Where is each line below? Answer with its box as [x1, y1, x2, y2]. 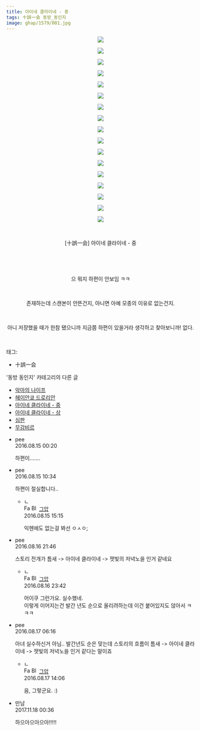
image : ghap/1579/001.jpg [6, 20, 71, 26]
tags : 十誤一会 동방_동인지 [6, 14, 66, 20]
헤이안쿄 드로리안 [14, 394, 56, 401]
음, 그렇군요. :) [23, 687, 58, 694]
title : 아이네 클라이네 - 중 [6, 8, 69, 15]
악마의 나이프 [14, 387, 46, 394]
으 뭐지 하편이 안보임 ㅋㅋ [71, 275, 131, 283]
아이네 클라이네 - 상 [14, 409, 61, 416]
